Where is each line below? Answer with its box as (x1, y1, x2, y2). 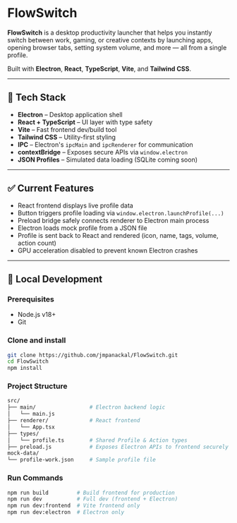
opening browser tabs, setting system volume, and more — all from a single (7, 43, 227, 52)
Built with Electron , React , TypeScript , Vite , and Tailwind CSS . (7, 64, 192, 73)
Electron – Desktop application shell (17, 110, 123, 119)
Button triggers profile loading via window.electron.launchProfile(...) (17, 208, 224, 217)
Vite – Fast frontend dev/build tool (17, 125, 117, 133)
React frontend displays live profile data (17, 201, 134, 210)
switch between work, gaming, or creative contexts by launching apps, (7, 35, 213, 44)
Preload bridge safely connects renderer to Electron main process (17, 216, 209, 224)
